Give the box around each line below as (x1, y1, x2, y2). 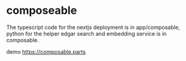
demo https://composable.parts (6, 48, 86, 55)
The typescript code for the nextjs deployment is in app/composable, (6, 24, 181, 31)
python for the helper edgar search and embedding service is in (6, 30, 167, 37)
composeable (6, 4, 77, 18)
